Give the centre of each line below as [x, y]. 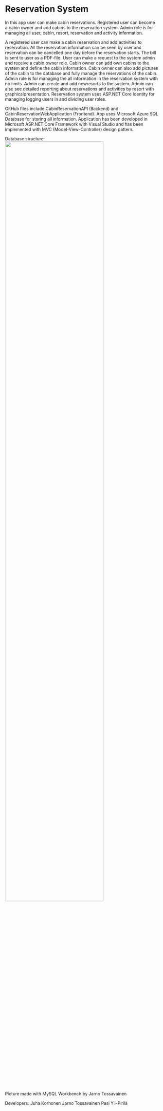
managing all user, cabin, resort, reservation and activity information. [74, 33]
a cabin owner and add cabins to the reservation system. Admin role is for [79, 27]
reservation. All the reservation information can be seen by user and [73, 47]
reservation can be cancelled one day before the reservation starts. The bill [81, 53]
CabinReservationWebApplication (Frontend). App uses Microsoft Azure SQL [82, 113]
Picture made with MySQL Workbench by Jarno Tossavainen [66, 1093]
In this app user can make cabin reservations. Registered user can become [80, 22]
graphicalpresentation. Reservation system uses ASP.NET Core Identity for [80, 94]
